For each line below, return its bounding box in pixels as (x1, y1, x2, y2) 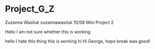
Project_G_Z (5, 3, 55, 15)
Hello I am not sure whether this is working (5, 29, 91, 34)
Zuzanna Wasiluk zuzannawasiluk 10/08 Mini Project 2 (5, 19, 114, 25)
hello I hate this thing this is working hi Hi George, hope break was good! (5, 38, 151, 44)
